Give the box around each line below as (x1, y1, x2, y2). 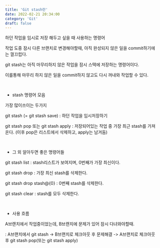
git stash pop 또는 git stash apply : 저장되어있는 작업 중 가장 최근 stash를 (5, 123, 146, 129)
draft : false (5, 21, 32, 26)
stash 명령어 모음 (12, 92, 45, 98)
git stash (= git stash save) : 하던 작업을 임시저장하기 (5, 113, 108, 119)
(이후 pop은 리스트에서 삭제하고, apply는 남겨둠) (15, 129, 108, 135)
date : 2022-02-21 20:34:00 (5, 12, 60, 17)
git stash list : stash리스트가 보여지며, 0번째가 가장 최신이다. (5, 159, 120, 165)
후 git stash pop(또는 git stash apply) (5, 238, 78, 244)
